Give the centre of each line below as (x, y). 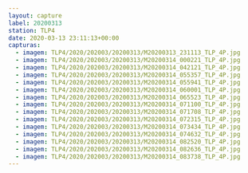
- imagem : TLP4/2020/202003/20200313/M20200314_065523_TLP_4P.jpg (128, 97)
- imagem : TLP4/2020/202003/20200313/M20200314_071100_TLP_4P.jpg (128, 104)
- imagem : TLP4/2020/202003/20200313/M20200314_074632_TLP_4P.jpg (128, 134)
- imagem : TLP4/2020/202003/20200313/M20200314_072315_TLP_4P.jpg (128, 120)
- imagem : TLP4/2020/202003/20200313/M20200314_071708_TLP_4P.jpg (128, 112)
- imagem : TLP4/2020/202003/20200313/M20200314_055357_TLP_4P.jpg (128, 75)
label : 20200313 (35, 23)
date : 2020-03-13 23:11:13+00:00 (64, 38)
